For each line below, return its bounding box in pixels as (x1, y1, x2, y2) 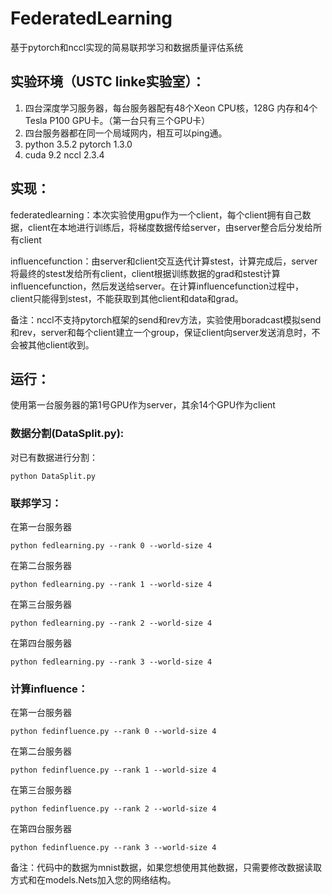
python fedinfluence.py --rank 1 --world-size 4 (10, 765, 217, 776)
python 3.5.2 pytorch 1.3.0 (24, 138, 133, 150)
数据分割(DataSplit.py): (10, 427, 125, 441)
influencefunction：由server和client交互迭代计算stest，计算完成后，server (10, 255, 318, 267)
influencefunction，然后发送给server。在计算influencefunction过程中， (10, 280, 305, 292)
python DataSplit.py (10, 471, 97, 481)
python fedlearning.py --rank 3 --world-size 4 (10, 657, 213, 667)
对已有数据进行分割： (10, 451, 98, 463)
